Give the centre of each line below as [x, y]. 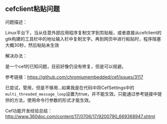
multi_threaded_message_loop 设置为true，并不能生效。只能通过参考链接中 [81, 93]
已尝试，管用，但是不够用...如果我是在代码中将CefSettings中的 [70, 87]
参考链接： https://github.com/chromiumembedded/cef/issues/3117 [74, 77]
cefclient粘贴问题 [33, 9]
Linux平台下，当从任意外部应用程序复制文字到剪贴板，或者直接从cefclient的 [83, 32]
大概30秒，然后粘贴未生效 [32, 45]
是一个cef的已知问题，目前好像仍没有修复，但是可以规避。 [66, 66]
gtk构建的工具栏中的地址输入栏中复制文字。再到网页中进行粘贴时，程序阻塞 [83, 38]
